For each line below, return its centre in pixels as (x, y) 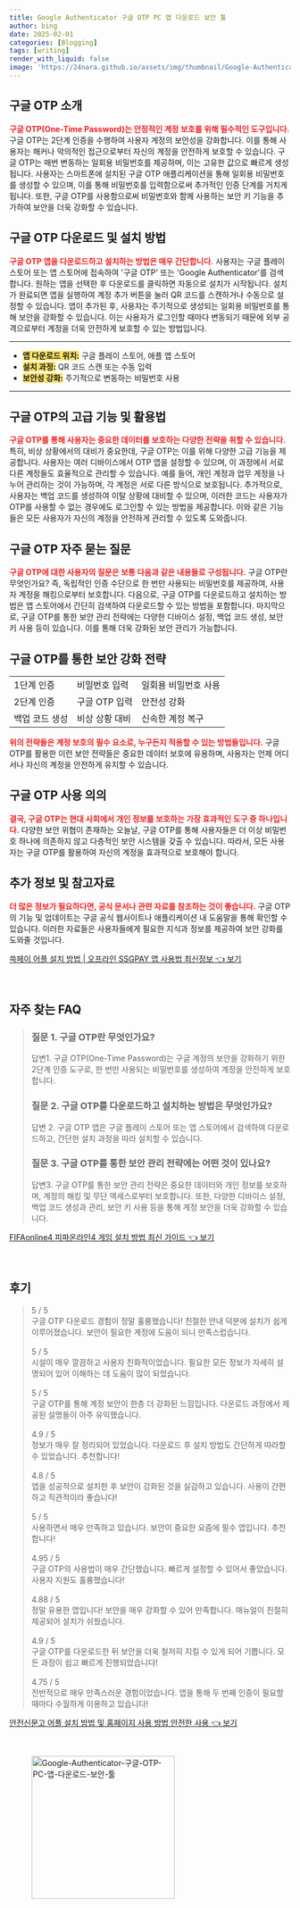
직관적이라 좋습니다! (83, 1497)
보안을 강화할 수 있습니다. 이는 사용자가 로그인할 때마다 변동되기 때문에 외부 (150, 317)
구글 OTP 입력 (104, 702)
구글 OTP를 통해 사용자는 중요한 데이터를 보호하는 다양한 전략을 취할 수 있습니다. (147, 440)
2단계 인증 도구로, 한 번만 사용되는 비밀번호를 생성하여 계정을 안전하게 (153, 1070)
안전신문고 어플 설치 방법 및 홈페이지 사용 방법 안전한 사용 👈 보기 (124, 1722)
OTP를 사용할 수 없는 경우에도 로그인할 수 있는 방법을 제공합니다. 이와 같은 (138, 507)
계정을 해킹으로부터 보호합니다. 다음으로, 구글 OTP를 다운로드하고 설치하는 (148, 595)
